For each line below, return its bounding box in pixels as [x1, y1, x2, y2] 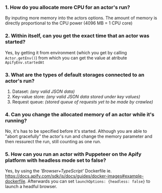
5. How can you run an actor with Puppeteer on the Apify [5, 151, 142, 158]
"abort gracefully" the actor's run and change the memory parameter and [5, 133, 152, 139]
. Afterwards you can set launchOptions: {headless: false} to [25, 178, 151, 184]
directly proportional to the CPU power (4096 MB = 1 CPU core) [5, 20, 133, 26]
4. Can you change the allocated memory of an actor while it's [5, 111, 155, 118]
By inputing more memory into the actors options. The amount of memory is [5, 15, 157, 21]
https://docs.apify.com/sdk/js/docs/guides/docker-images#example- [5, 173, 144, 179]
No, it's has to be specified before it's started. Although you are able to [5, 129, 147, 134]
